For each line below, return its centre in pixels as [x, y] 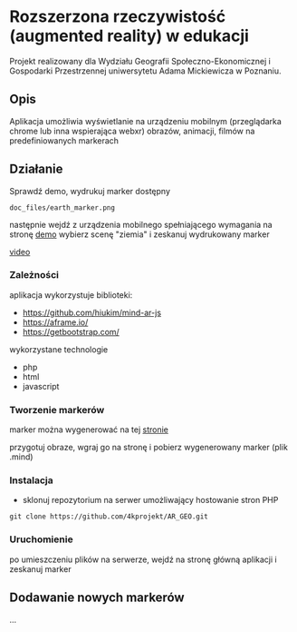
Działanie [36, 169]
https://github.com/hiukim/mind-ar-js [91, 312]
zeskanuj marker [40, 568]
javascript [41, 386]
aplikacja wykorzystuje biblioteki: [71, 295]
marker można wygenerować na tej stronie [89, 430]
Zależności [34, 275]
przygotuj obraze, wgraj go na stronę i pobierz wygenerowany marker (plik [148, 448]
